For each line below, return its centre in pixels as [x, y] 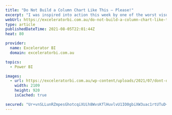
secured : [15, 104]
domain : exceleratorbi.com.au [42, 53]
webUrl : [14, 20]
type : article [20, 24]
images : [14, 76]
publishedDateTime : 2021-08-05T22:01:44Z [50, 29]
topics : [14, 62]
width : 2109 [27, 86]
